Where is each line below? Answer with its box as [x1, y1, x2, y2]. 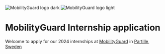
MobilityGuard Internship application [5, 22, 161, 33]
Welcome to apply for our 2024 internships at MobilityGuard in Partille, [5, 38, 150, 44]
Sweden [5, 44, 22, 50]
